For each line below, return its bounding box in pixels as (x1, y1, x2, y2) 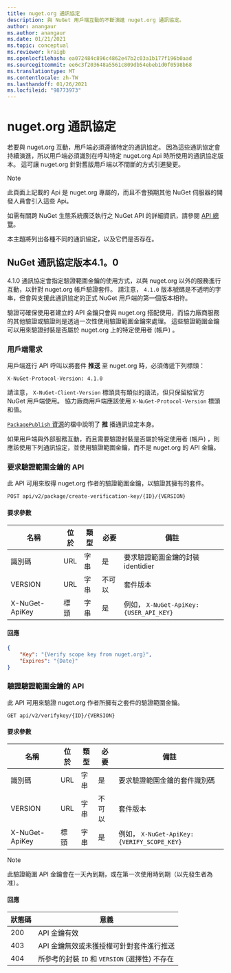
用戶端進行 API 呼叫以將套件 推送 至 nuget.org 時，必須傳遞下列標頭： (7, 361, 205, 370)
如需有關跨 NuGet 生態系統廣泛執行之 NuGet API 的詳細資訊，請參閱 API (7, 212, 212, 220)
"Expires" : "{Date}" (19, 657, 78, 664)
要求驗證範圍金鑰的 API (7, 463, 85, 472)
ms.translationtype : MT (7, 68, 76, 74)
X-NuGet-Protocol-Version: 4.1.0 (7, 375, 103, 383)
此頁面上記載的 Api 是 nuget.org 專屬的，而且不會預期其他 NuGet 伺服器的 (7, 188, 217, 197)
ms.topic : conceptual (7, 42, 69, 49)
